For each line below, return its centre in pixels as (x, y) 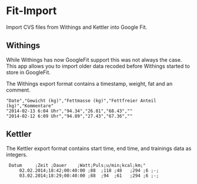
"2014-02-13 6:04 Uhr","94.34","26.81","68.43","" (69, 111)
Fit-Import (31, 11)
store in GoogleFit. (29, 72)
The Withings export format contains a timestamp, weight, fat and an (89, 83)
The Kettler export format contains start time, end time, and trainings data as (99, 148)
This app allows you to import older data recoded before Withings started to (98, 66)
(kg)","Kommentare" (30, 106)
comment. (18, 90)
